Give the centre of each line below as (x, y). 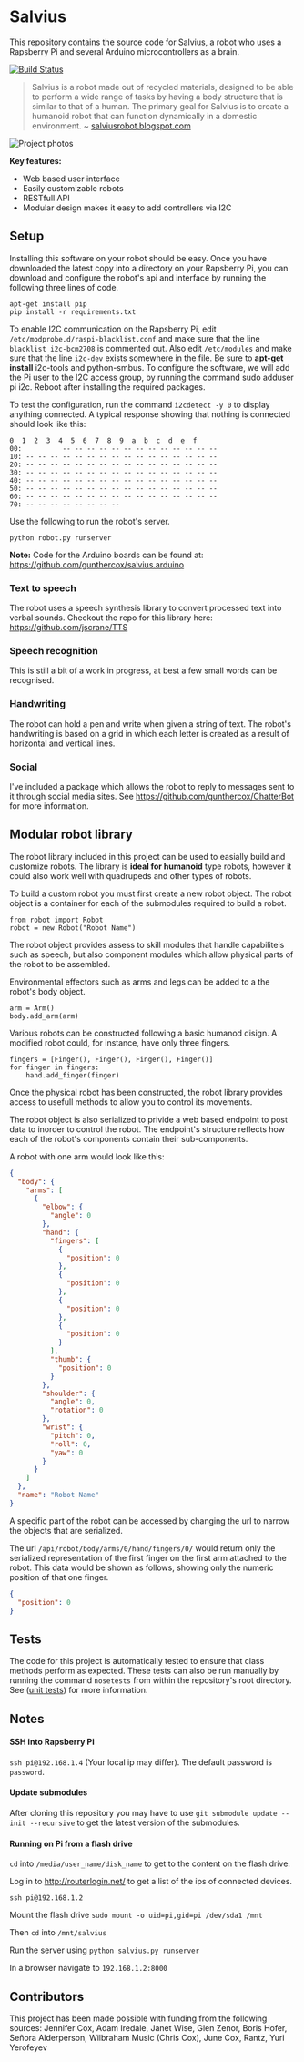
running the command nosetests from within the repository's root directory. (151, 1680)
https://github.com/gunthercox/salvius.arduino (97, 564)
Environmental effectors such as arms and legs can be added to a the (140, 982)
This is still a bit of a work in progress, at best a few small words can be (143, 670)
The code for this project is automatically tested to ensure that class (137, 1661)
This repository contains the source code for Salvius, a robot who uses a (146, 42)
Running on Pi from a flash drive (71, 1843)
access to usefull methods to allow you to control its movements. (131, 1102)
